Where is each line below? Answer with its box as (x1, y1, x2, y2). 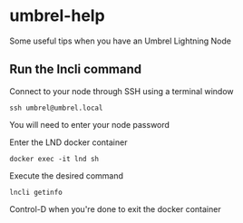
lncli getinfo (9, 188, 63, 197)
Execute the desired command (9, 170, 124, 181)
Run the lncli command (9, 62, 142, 77)
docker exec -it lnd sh (9, 154, 100, 163)
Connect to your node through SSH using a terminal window (9, 85, 234, 96)
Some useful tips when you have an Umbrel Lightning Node (9, 35, 231, 46)
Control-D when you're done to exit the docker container (9, 203, 221, 214)
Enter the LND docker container (9, 137, 128, 148)
